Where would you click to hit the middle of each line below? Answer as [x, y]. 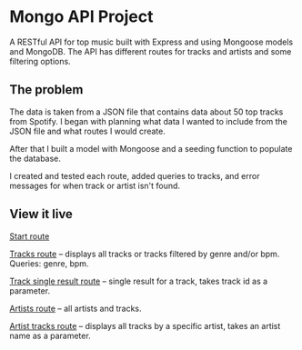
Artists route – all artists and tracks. [76, 308]
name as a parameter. [50, 335]
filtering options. [40, 61]
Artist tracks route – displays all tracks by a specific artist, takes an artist [145, 325]
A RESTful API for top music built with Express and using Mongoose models [151, 42]
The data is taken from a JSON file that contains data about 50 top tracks [146, 112]
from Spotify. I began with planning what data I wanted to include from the [149, 121]
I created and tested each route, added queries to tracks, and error [135, 175]
